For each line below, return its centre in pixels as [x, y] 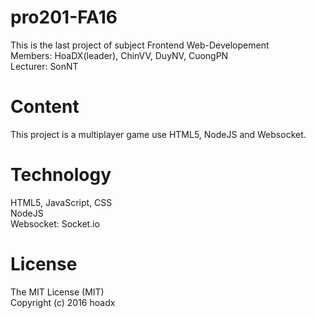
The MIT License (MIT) [57, 292]
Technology [61, 175]
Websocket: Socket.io [55, 223]
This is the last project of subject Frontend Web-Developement [140, 45]
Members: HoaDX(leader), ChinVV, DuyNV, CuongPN [119, 55]
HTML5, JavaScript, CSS [61, 202]
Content [45, 107]
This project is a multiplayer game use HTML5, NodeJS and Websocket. [158, 134]
